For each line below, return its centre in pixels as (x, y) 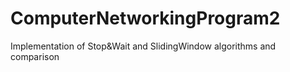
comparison (35, 56)
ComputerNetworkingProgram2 (145, 18)
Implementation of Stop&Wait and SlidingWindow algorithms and (143, 46)
